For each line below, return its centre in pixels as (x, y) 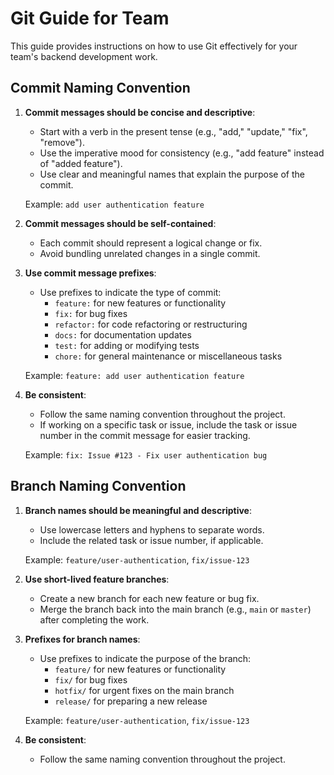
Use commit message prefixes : (90, 273)
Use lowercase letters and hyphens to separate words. (152, 529)
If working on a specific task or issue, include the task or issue (168, 424)
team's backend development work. (84, 56)
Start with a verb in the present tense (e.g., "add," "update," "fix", (173, 131)
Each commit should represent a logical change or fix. (151, 243)
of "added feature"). (81, 163)
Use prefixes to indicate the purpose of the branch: (145, 658)
